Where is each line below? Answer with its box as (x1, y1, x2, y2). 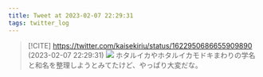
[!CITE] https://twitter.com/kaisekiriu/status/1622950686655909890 (27, 40, 253, 50)
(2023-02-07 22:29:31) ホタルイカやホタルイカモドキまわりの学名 (27, 50, 256, 60)
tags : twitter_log (8, 19, 69, 27)
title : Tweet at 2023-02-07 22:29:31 (8, 11, 134, 20)
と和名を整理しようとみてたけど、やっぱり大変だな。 (27, 60, 203, 70)
